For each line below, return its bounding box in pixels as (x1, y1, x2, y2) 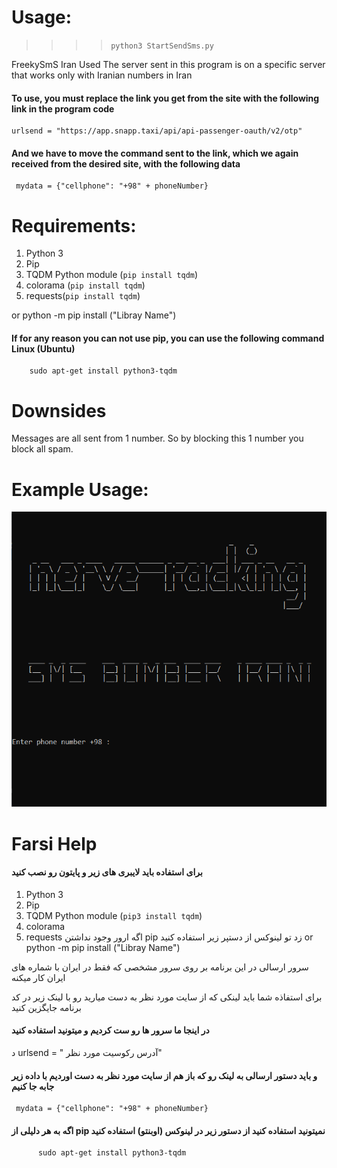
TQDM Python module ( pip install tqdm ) (25, 269, 199, 281)
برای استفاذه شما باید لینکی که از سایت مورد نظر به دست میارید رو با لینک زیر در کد (11, 991, 323, 1003)
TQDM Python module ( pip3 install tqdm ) (25, 909, 203, 921)
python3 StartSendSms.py (110, 41, 214, 51)
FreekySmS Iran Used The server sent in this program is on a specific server (11, 58, 326, 70)
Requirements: (11, 214, 137, 237)
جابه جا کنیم (11, 1080, 55, 1092)
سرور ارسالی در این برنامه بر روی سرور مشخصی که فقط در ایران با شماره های (11, 961, 309, 973)
